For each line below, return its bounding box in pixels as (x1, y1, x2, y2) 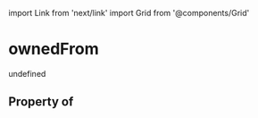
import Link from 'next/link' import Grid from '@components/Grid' (8, 8, 250, 18)
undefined (8, 68, 46, 79)
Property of (8, 94, 74, 110)
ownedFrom (8, 39, 99, 59)
